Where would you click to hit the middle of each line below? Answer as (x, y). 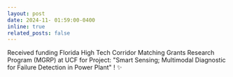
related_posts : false (39, 33)
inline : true (26, 26)
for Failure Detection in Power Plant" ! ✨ (65, 67)
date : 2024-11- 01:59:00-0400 (51, 20)
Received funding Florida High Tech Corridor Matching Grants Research (111, 53)
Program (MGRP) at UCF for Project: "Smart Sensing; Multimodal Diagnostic (116, 60)
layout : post (26, 14)
